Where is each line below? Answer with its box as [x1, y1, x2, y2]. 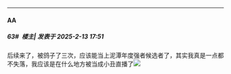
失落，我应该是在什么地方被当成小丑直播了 [12, 60, 134, 68]
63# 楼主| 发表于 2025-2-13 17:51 [7, 32, 104, 41]
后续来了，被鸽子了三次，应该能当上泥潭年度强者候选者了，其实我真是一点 [7, 51, 218, 59]
